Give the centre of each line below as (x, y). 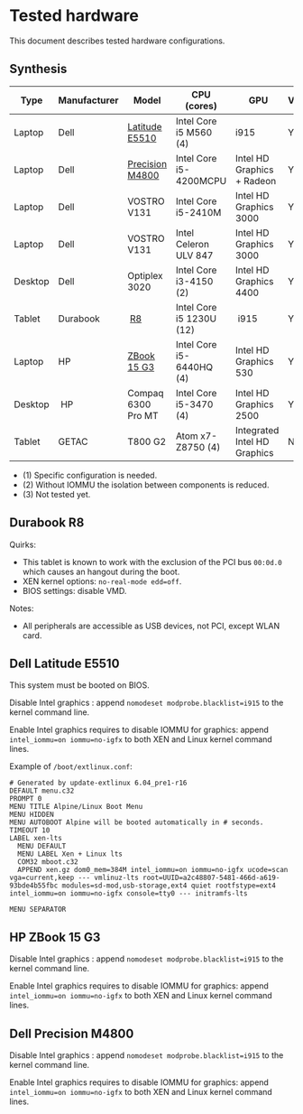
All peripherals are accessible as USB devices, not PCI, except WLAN (151, 626)
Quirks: (23, 544)
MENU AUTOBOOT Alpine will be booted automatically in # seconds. (137, 822)
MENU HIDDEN (32, 815)
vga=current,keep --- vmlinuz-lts (74, 878)
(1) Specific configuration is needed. (90, 475)
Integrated (257, 430)
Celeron (193, 244)
